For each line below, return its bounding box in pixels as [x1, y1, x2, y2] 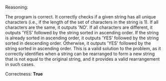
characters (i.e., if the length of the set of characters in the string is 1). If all [5, 19, 159, 25]
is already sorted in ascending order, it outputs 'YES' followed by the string [5, 35, 159, 41]
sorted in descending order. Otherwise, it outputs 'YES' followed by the [5, 40, 151, 46]
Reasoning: [5, 4, 28, 10]
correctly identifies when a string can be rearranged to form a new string [5, 51, 155, 57]
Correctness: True [5, 71, 43, 77]
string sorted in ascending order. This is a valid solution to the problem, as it [5, 46, 161, 51]
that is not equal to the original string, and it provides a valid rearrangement [5, 56, 160, 62]
